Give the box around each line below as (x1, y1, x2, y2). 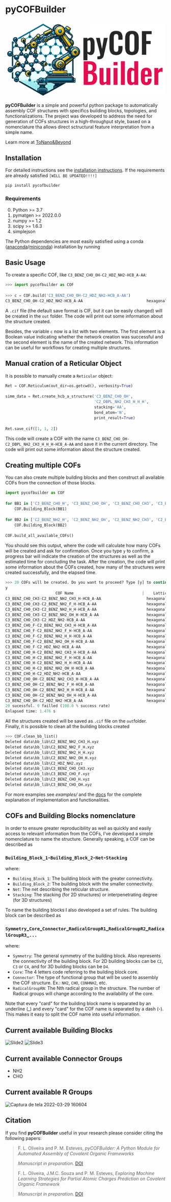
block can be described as (5, 912, 61, 919)
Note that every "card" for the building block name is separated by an (5, 1000, 151, 1007)
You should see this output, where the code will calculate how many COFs (5, 542, 161, 549)
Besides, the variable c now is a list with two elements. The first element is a (5, 328, 165, 334)
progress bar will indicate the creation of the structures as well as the (5, 553, 151, 559)
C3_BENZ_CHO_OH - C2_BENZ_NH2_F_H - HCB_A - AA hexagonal (5, 682, 167, 687)
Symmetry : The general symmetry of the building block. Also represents (12, 953, 161, 959)
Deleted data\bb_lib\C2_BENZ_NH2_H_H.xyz (5, 750, 95, 755)
